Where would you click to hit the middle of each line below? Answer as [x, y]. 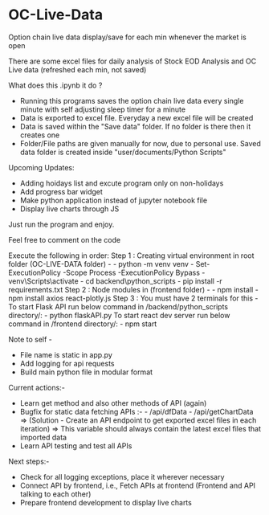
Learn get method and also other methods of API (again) [113, 403]
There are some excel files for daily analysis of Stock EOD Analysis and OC [132, 61]
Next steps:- [29, 461]
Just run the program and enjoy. [61, 224]
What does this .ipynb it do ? [55, 85]
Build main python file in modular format [86, 372]
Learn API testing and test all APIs [76, 446]
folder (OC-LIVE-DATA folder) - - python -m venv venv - [101, 264]
